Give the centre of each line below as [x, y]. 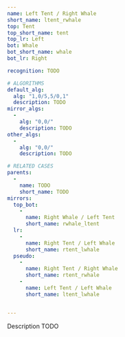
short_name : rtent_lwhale [62, 249]
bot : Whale [23, 45]
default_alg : [26, 90]
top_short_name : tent [38, 33]
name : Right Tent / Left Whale [70, 243]
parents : [20, 173]
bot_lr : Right [27, 59]
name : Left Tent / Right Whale [52, 13]
